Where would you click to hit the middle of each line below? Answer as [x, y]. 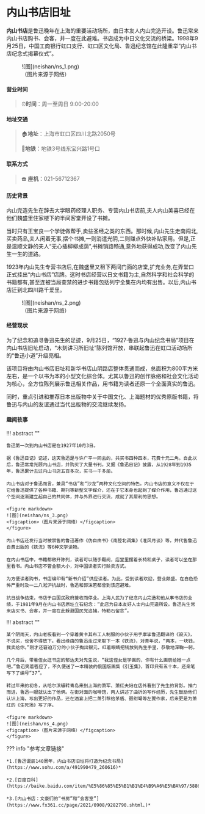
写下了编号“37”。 [25, 673]
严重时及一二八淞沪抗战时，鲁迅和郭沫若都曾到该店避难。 [72, 586]
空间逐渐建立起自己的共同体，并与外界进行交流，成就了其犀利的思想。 [86, 497]
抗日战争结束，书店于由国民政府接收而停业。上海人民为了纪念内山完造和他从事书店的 [97, 598]
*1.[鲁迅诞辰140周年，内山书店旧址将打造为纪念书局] [65, 761]
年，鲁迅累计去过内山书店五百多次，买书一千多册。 [61, 471]
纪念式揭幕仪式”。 [34, 53]
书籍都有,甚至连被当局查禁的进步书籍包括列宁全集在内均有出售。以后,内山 [99, 282]
